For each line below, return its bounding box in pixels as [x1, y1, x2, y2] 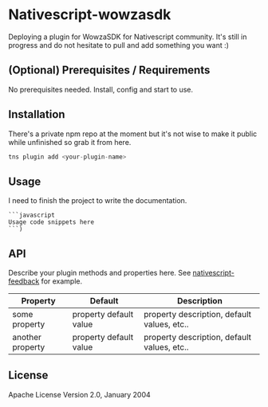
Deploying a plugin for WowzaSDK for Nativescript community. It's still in [8, 32, 247, 41]
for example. [41, 276, 83, 286]
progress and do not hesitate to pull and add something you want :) [8, 40, 230, 49]
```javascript [8, 211, 56, 220]
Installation [8, 108, 65, 121]
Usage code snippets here [8, 218, 94, 226]
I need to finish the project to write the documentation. [8, 196, 187, 205]
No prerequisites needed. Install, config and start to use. [8, 84, 194, 94]
